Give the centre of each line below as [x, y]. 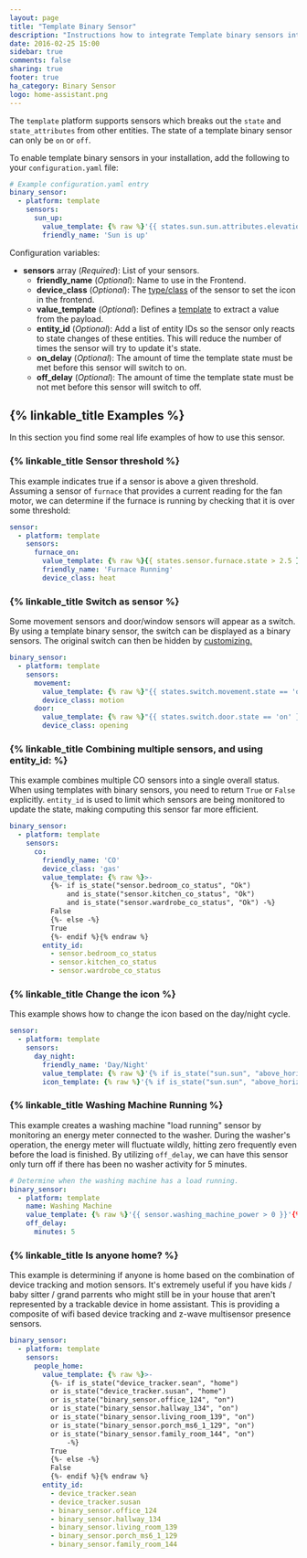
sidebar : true [37, 52]
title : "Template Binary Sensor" [73, 27]
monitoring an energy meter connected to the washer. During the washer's [150, 1135]
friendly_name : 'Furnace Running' [108, 570]
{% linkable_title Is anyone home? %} [94, 1255]
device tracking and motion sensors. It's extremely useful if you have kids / [151, 1285]
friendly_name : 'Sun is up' [95, 235]
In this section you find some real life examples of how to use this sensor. [148, 438]
